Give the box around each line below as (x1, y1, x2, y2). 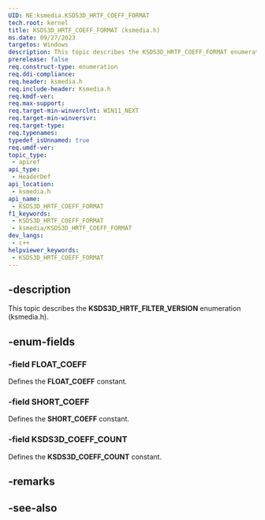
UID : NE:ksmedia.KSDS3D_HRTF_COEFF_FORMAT (8, 11, 150, 20)
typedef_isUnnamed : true (8, 136, 90, 144)
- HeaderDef (11, 173, 51, 181)
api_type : (8, 166, 41, 174)
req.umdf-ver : (8, 144, 55, 152)
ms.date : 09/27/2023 (8, 33, 77, 42)
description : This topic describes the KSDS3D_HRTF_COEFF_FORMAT (8, 48, 227, 56)
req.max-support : (8, 99, 65, 107)
